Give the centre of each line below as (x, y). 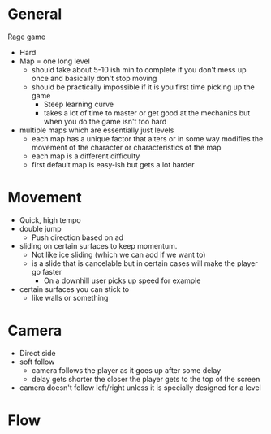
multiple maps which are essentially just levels (97, 130)
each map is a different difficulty (86, 156)
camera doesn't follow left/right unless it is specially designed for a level (140, 388)
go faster (47, 271)
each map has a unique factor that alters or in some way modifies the (147, 138)
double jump (40, 228)
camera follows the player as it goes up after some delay (126, 370)
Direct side (37, 353)
